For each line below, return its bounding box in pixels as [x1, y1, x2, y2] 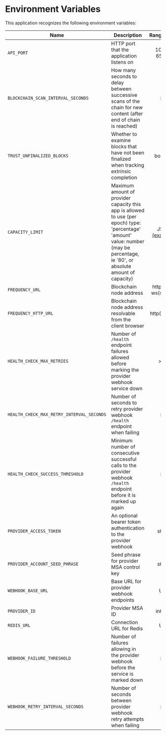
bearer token [111, 518, 141, 525]
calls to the [111, 462, 137, 468]
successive [111, 91, 137, 98]
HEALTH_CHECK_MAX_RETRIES [7, 358, 69, 364]
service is [111, 670, 134, 677]
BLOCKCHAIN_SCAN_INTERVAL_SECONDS [7, 95, 89, 101]
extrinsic [111, 168, 131, 175]
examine [111, 136, 131, 143]
